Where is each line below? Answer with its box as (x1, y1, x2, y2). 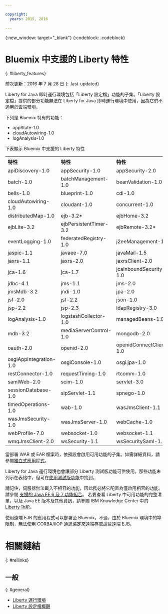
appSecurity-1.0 (60, 167, 101, 174)
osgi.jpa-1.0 (116, 359, 146, 366)
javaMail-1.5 (116, 249, 147, 256)
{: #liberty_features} (5, 71, 46, 77)
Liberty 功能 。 (5, 504, 34, 510)
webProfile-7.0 (7, 430, 44, 437)
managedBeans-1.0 (116, 316, 164, 323)
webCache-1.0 (116, 419, 153, 426)
